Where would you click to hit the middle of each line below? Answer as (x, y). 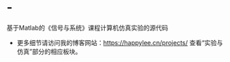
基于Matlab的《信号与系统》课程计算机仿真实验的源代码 (87, 27)
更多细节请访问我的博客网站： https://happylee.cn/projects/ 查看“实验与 (120, 42)
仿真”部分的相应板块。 (49, 51)
